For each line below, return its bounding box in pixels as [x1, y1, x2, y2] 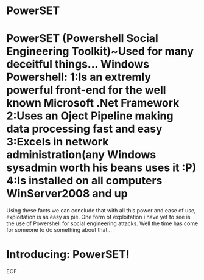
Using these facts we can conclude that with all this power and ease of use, [6, 207, 196, 214]
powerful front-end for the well [6, 83, 166, 97]
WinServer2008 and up [6, 187, 128, 201]
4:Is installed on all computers [6, 174, 163, 187]
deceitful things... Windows [6, 57, 150, 71]
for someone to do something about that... [6, 226, 113, 234]
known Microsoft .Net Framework [6, 96, 180, 110]
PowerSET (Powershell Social [6, 32, 158, 46]
